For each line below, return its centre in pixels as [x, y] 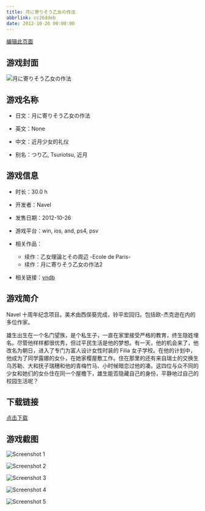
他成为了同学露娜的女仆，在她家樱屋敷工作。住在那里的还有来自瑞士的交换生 [103, 358]
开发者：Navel [33, 204]
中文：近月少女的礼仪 [42, 142]
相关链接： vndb [35, 277]
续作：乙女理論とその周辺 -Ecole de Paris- [77, 256]
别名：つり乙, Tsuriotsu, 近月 [51, 155]
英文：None [30, 129]
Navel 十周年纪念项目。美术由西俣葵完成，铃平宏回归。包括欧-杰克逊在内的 [101, 314]
